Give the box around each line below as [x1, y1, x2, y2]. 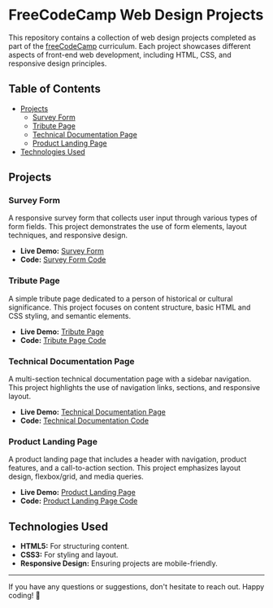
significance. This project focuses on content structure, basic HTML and [8, 302, 251, 312]
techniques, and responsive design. [8, 230, 128, 241]
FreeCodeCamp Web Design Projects [8, 6, 264, 24]
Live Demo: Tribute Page [19, 327, 104, 337]
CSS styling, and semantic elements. [8, 311, 132, 320]
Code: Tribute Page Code [19, 335, 106, 345]
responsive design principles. [8, 59, 107, 68]
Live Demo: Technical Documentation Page [19, 407, 167, 417]
